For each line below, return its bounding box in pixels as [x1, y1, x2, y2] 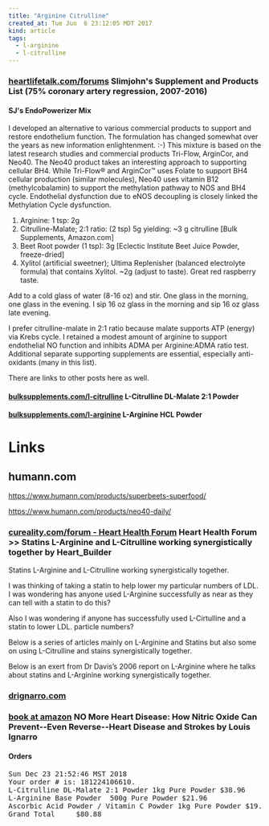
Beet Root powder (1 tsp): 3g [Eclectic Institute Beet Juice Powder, [19, 242, 240, 251]
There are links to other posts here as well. [8, 373, 150, 383]
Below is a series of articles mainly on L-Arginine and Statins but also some [8, 637, 257, 647]
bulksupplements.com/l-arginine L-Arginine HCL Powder [8, 410, 202, 420]
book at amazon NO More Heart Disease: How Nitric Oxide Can [8, 711, 258, 722]
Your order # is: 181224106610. [8, 777, 136, 787]
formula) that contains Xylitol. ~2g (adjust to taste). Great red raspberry [19, 267, 256, 277]
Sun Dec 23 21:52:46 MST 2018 [8, 769, 128, 779]
